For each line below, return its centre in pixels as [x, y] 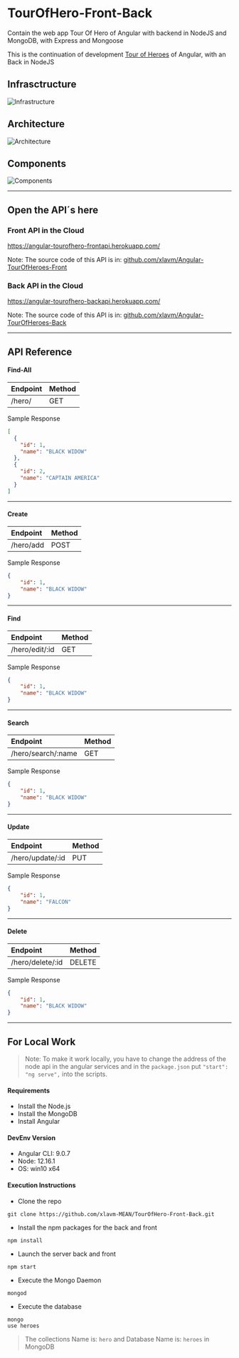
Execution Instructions [42, 1185]
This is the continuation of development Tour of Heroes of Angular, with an [117, 54]
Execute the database [49, 1306]
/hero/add [28, 545]
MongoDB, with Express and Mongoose [65, 40]
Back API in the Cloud [45, 286]
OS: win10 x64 [39, 1169]
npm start [22, 1267]
